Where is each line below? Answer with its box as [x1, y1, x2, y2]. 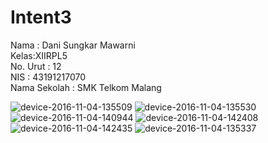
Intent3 [10, 6, 72, 29]
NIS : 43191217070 [10, 71, 86, 83]
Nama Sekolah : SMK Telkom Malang [10, 81, 162, 93]
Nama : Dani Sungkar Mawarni [10, 39, 136, 51]
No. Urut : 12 [10, 60, 62, 72]
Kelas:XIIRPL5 [10, 49, 68, 61]
